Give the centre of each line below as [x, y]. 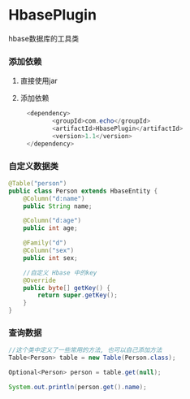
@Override [40, 280]
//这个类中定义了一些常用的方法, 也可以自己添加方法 [85, 350]
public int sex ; [51, 258]
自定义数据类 [34, 166]
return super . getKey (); [78, 295]
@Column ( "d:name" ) [54, 198]
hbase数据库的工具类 [44, 38]
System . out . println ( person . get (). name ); [78, 387]
